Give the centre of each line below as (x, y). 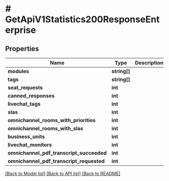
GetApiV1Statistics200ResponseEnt (82, 19)
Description (149, 63)
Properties (22, 49)
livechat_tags (24, 104)
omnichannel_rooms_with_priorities (52, 120)
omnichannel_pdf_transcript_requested (56, 161)
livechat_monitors (30, 145)
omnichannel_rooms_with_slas (46, 128)
